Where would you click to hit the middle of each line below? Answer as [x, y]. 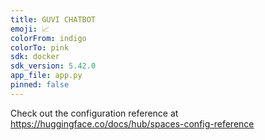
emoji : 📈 [30, 29]
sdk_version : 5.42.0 [53, 66]
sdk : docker [35, 57]
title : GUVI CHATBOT [53, 19]
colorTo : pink [40, 47]
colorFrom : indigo [48, 38]
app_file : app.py [46, 76]
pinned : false [40, 85]
